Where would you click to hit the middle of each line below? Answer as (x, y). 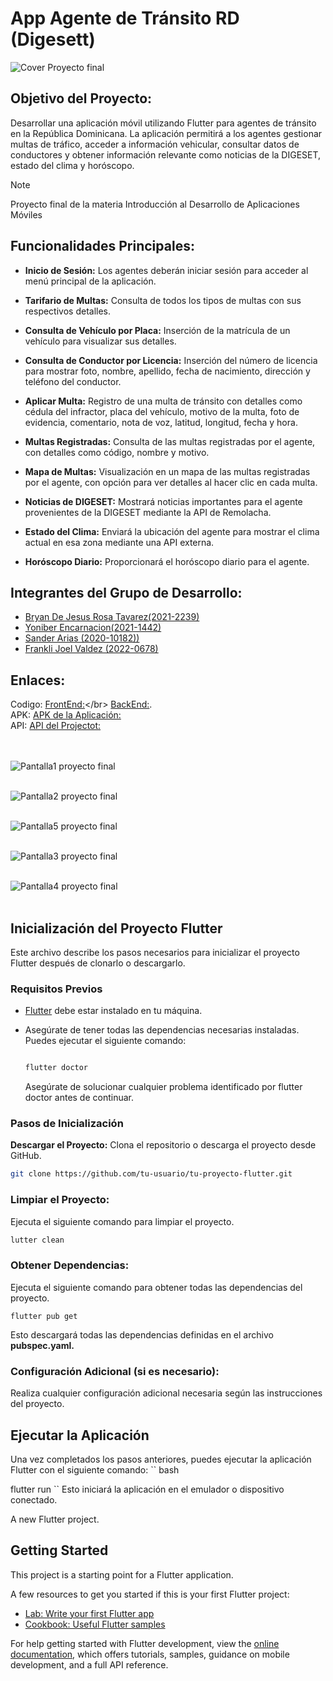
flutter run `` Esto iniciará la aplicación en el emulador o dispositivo (147, 1489)
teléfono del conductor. (73, 381)
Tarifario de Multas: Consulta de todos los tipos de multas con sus (163, 300)
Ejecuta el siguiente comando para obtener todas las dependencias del (156, 1287)
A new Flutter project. (55, 1519)
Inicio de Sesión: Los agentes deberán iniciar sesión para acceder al (166, 270)
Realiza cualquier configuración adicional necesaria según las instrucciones (166, 1393)
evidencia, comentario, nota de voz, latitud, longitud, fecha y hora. (161, 422)
